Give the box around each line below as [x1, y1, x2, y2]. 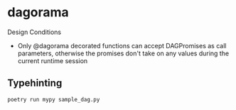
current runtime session [17, 56, 88, 65]
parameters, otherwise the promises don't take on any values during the [17, 49, 230, 57]
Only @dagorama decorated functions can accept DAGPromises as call [17, 41, 227, 50]
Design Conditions [7, 28, 62, 36]
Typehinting [7, 77, 63, 89]
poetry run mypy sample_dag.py [7, 96, 100, 103]
